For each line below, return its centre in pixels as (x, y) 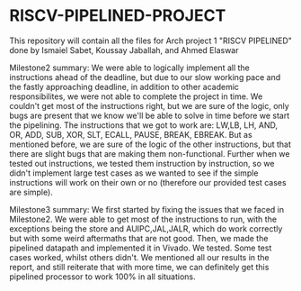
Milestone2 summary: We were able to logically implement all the (129, 68)
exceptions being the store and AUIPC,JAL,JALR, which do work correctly (146, 228)
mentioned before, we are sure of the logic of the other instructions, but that (150, 144)
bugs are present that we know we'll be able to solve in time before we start (150, 115)
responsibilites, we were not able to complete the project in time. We (136, 96)
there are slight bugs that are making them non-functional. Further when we (150, 153)
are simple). (31, 192)
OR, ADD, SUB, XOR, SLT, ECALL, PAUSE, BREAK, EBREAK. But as (131, 134)
